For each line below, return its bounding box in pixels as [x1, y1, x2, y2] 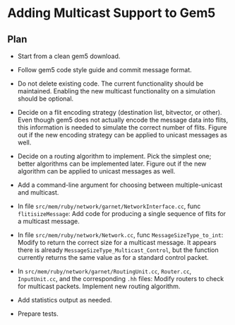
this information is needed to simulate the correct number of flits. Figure [17, 123, 227, 132]
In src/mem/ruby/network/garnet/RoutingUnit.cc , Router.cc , [17, 267, 192, 275]
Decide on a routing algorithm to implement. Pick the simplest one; [17, 152, 212, 160]
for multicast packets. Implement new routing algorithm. [17, 282, 181, 290]
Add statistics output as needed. [17, 296, 112, 304]
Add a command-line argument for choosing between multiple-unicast [17, 181, 223, 189]
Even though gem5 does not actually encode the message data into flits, [17, 115, 228, 124]
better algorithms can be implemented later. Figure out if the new [17, 159, 207, 168]
